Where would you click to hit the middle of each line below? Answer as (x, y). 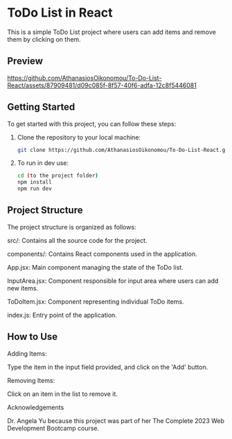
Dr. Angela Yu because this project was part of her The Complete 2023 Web (116, 420)
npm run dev (34, 189)
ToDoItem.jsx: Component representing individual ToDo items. (96, 301)
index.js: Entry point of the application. (62, 315)
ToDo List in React (60, 13)
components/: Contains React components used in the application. (102, 254)
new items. (23, 288)
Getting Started (41, 107)
